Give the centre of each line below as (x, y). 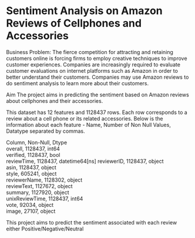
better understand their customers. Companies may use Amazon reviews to (97, 77)
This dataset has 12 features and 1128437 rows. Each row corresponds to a (97, 112)
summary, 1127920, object (38, 192)
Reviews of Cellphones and (74, 23)
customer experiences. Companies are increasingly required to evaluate (93, 64)
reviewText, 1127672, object (39, 186)
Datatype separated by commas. (46, 131)
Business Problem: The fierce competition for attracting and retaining (90, 52)
